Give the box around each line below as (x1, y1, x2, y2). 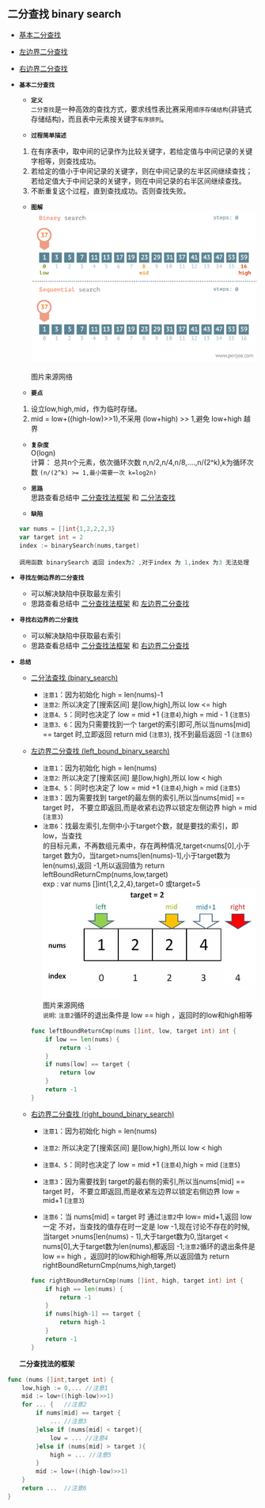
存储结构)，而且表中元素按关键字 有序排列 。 (30, 114, 168, 124)
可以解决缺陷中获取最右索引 (30, 631, 122, 640)
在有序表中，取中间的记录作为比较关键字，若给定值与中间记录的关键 (30, 146, 253, 156)
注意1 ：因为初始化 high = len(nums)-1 (42, 690, 164, 700)
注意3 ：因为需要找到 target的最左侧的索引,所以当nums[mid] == (42, 793, 246, 803)
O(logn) (30, 449, 56, 458)
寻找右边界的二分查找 (18, 617, 78, 624)
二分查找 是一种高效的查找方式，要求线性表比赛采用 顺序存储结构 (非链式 (30, 104, 252, 113)
